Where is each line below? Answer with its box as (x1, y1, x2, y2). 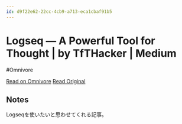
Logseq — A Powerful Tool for (6, 34, 155, 47)
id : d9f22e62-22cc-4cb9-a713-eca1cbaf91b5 (6, 8, 112, 15)
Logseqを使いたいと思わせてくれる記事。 (6, 111, 108, 118)
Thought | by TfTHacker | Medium (6, 47, 177, 60)
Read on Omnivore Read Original (6, 77, 86, 84)
